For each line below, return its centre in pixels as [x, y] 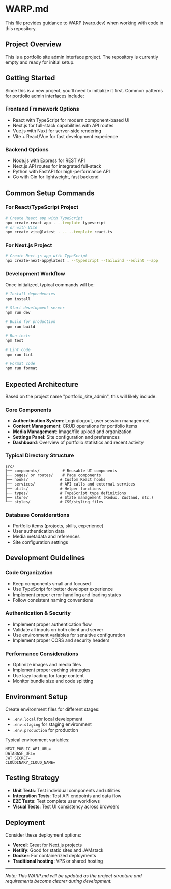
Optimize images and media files [47, 665]
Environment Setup [36, 697]
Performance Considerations [42, 654]
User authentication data [38, 531]
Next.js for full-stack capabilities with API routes [63, 125]
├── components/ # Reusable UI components [61, 471]
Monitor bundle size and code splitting [53, 681]
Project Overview [33, 45]
